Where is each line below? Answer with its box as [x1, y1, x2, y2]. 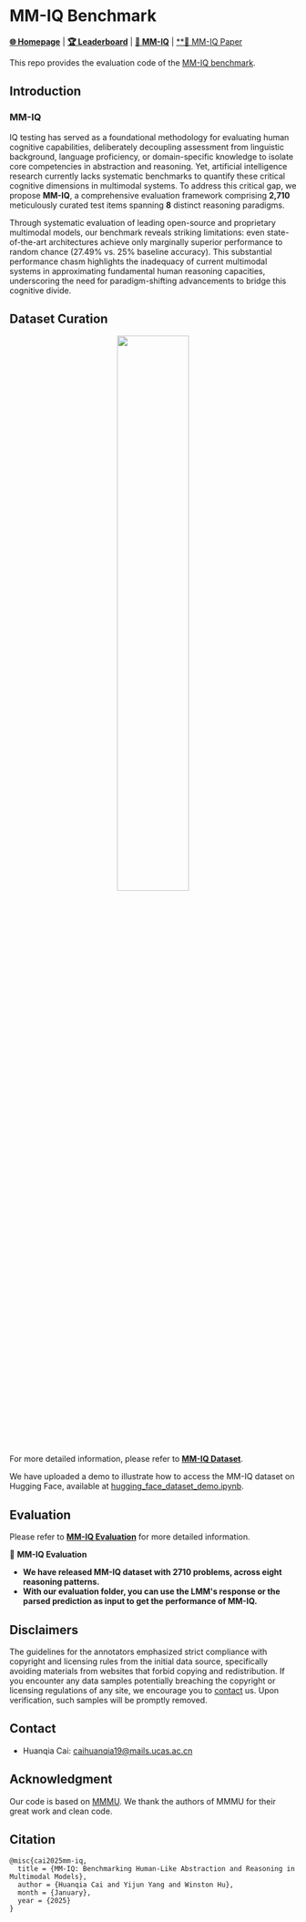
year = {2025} [17, 1896, 71, 1905]
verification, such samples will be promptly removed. [9, 1695, 208, 1706]
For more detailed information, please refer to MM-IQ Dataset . [9, 1454, 244, 1465]
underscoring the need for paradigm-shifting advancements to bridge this [9, 275, 287, 286]
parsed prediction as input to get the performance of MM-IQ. [22, 1596, 258, 1607]
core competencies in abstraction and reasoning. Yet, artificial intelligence [9, 160, 288, 171]
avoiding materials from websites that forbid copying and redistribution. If [9, 1666, 285, 1677]
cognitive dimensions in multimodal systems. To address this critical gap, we [9, 179, 297, 191]
